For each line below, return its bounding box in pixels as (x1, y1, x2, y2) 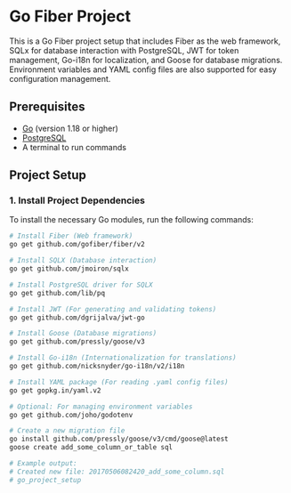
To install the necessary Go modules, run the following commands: (9, 214, 254, 225)
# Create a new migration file (9, 426, 125, 435)
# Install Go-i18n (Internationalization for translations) (9, 353, 238, 362)
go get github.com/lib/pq (9, 288, 105, 297)
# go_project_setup (9, 475, 82, 484)
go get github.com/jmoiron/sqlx (9, 264, 129, 273)
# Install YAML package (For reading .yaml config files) (9, 377, 229, 386)
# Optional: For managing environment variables (9, 402, 193, 411)
